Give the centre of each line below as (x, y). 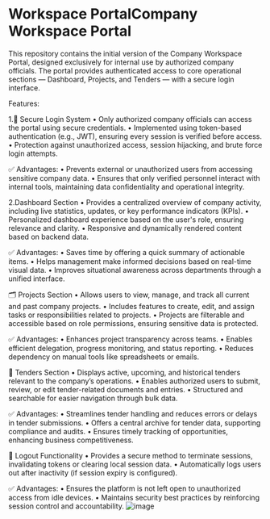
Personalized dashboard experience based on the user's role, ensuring (126, 220)
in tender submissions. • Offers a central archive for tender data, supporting (135, 423)
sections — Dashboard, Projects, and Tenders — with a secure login (122, 79)
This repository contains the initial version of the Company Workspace (125, 53)
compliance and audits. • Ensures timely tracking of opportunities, (118, 431)
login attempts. (33, 153)
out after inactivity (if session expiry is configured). (93, 472)
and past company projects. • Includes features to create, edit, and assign (132, 306)
